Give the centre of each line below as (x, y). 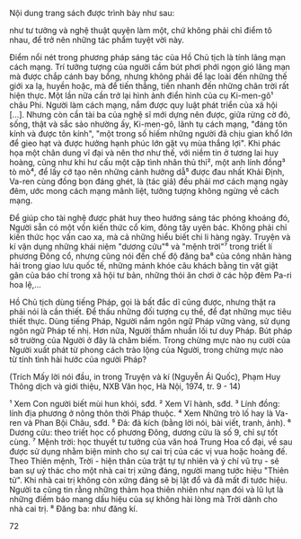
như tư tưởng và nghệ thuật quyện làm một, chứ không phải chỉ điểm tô (141, 30)
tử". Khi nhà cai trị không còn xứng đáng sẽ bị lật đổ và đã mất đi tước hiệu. (148, 480)
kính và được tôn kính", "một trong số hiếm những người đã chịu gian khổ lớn (151, 133)
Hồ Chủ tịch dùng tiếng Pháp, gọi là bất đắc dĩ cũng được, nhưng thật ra (143, 302)
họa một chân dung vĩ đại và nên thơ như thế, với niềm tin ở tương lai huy (144, 153)
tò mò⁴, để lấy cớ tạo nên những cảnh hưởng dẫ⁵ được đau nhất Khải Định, (147, 172)
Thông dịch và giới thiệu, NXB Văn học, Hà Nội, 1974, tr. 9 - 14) (125, 386)
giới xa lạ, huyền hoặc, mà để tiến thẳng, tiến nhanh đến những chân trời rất (149, 86)
